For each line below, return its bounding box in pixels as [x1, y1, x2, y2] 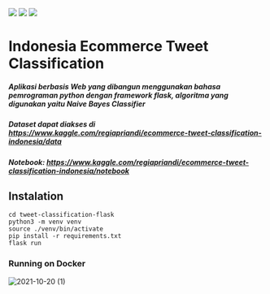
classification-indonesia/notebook [8, 166, 130, 175]
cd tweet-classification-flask [8, 211, 115, 219]
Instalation [8, 189, 63, 203]
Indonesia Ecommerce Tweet [8, 37, 209, 56]
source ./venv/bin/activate [8, 225, 104, 233]
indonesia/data [8, 136, 63, 146]
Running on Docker [8, 258, 86, 270]
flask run [8, 240, 42, 248]
